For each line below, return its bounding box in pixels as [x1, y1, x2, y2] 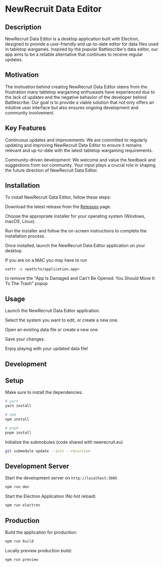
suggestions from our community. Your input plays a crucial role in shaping [5, 162, 156, 168]
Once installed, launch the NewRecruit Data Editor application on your [5, 243, 145, 249]
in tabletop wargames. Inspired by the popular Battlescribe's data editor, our [5, 46, 158, 52]
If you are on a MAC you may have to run [5, 257, 87, 263]
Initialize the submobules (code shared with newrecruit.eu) [5, 439, 123, 445]
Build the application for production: [5, 529, 77, 535]
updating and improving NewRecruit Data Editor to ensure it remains [5, 142, 142, 148]
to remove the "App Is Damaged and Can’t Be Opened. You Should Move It [5, 275, 155, 281]
